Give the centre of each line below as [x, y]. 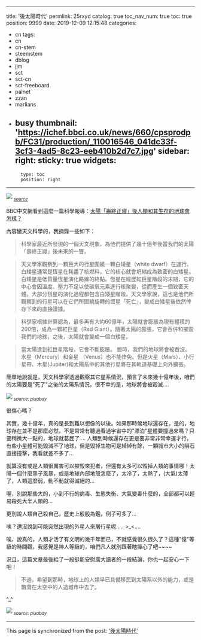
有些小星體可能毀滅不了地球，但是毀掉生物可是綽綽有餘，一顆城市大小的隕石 [100, 446]
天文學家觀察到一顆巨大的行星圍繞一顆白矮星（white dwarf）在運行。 [106, 264]
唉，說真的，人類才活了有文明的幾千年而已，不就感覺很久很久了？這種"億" [98, 540]
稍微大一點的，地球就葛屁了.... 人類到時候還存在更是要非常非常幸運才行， [102, 438]
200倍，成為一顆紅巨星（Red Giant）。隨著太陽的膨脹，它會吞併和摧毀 [107, 329]
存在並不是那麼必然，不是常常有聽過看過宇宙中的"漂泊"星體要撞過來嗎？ [100, 431]
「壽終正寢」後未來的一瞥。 [55, 251]
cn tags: [25, 34]
